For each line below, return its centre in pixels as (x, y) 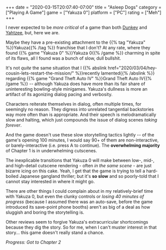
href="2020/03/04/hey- (132, 68)
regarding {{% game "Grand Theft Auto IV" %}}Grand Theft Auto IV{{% (79, 78)
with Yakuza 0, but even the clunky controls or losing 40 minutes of (75, 196)
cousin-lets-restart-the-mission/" (40, 73)
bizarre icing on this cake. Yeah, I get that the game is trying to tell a (76, 171)
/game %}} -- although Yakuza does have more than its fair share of (76, 84)
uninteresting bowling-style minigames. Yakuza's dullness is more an (77, 89)
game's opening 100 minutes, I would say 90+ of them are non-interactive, (82, 140)
